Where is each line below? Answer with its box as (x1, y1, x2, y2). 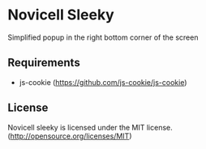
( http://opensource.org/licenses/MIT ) (7, 131, 132, 141)
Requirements (7, 56, 80, 70)
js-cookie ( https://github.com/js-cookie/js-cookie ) (19, 77, 187, 87)
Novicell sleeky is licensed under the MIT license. (7, 122, 174, 132)
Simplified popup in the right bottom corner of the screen (7, 32, 199, 42)
